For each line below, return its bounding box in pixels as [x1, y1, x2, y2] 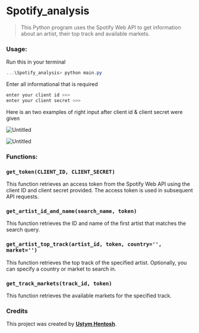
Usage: [6, 45, 28, 53]
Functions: [6, 153, 38, 161]
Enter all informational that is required [6, 81, 98, 88]
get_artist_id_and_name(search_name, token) [6, 208, 137, 214]
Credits [6, 307, 28, 315]
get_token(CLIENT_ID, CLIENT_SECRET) [6, 168, 116, 175]
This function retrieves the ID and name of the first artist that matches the [6, 220, 186, 227]
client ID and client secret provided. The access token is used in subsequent [6, 187, 193, 194]
